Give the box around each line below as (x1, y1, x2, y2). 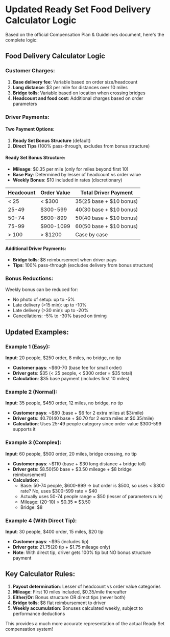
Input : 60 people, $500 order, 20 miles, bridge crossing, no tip (5, 450, 137, 457)
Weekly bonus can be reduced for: (5, 286, 78, 293)
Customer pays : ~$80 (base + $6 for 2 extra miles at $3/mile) (12, 410, 144, 416)
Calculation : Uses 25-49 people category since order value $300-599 (12, 421, 162, 427)
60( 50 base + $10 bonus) (75, 222, 138, 230)
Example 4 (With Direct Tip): (5, 517, 77, 524)
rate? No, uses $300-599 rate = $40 (20, 488, 98, 494)
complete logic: (5, 37, 38, 43)
